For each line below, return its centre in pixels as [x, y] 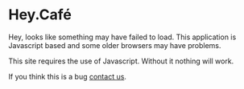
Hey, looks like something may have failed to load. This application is [122, 37]
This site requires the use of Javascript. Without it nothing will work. [121, 61]
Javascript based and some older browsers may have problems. [115, 45]
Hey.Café [40, 15]
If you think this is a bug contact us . [68, 76]
